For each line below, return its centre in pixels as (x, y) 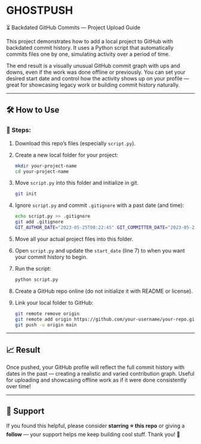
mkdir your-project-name (46, 166)
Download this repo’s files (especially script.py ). (75, 143)
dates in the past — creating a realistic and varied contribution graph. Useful (100, 374)
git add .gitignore (39, 222)
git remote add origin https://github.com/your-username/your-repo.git (106, 319)
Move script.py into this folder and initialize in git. (77, 183)
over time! (19, 386)
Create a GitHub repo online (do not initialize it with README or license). (104, 291)
